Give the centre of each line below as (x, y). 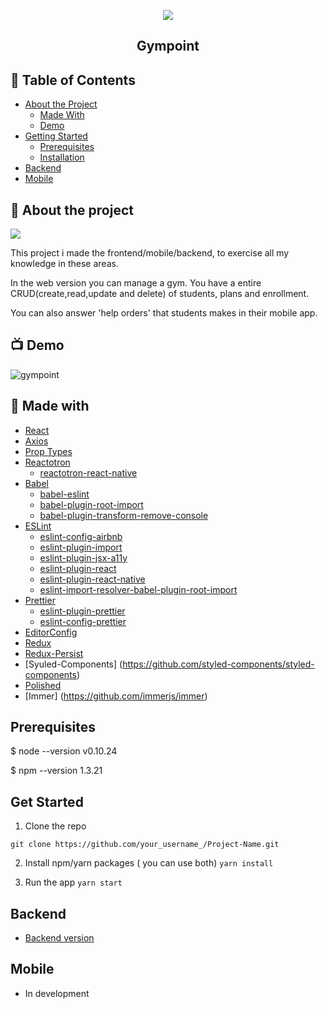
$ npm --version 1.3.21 (56, 771)
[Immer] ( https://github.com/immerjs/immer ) (116, 696)
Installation (62, 157)
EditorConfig (51, 632)
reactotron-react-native (88, 472)
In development (57, 993)
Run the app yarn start (73, 882)
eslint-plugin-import (81, 547)
